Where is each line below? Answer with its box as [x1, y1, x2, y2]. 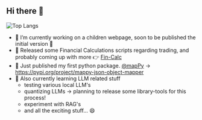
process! [24, 94, 46, 101]
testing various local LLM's [24, 81, 91, 88]
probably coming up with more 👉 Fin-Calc [14, 53, 122, 60]
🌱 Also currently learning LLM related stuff [14, 75, 121, 82]
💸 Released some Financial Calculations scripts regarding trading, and [14, 46, 189, 54]
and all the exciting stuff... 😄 [24, 107, 95, 114]
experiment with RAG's [24, 100, 81, 107]
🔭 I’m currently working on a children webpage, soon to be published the [14, 34, 196, 41]
